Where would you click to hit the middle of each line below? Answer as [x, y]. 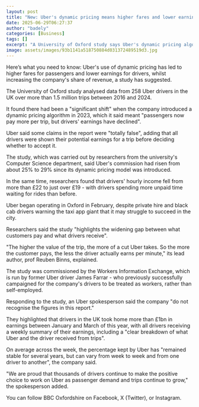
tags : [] [17, 39]
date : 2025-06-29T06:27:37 [39, 23]
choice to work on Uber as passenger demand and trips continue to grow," [97, 380]
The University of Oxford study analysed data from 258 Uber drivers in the [97, 91]
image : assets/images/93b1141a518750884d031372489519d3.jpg [82, 50]
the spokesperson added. [38, 386]
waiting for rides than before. [41, 194]
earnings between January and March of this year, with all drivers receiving [98, 325]
